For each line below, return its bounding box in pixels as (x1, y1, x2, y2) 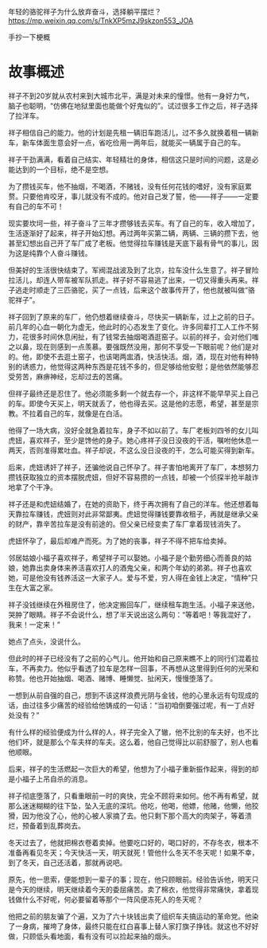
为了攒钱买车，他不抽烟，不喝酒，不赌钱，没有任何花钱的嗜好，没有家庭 (8, 182, 245, 191)
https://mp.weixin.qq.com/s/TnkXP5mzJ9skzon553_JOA (8, 16, 194, 25)
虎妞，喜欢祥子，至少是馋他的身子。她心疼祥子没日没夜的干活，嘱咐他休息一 (8, 435, 259, 445)
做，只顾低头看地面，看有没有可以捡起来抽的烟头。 (8, 931, 176, 941)
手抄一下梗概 (8, 33, 50, 41)
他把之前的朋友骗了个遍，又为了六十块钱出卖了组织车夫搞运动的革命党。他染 (8, 911, 259, 921)
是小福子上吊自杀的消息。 (8, 774, 92, 783)
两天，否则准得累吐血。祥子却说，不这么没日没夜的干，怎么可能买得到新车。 (8, 445, 259, 455)
